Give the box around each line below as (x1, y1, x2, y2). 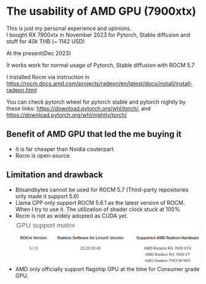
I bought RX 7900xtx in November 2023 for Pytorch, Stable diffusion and (6, 31, 190, 38)
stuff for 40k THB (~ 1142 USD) (6, 37, 85, 45)
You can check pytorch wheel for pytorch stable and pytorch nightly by (6, 98, 186, 106)
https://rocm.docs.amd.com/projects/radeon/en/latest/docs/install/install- (6, 80, 193, 87)
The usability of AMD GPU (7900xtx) (6, 4, 196, 18)
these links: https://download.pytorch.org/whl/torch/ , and (6, 104, 151, 112)
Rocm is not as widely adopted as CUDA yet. (15, 212, 129, 219)
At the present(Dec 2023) (6, 49, 72, 56)
